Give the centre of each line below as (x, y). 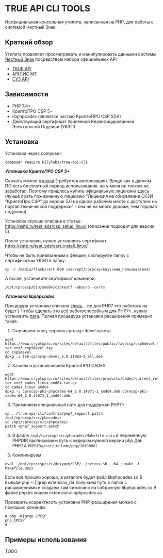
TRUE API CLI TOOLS (48, 8)
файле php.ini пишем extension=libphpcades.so (54, 493)
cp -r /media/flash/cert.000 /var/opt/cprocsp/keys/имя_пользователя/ (78, 270)
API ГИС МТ (24, 74)
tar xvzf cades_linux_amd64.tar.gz (41, 383)
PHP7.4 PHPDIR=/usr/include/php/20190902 (55, 446)
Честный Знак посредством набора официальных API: (61, 59)
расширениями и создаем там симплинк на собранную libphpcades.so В (81, 488)
